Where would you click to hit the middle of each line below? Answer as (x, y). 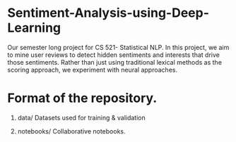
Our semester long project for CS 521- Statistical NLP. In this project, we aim (118, 47)
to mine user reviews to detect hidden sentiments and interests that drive (114, 55)
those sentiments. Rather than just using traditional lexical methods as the (115, 62)
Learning (34, 28)
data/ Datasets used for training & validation (82, 117)
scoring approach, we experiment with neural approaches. (93, 70)
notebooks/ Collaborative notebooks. (71, 131)
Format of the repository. (82, 98)
